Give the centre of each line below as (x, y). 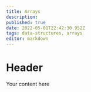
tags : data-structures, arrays (44, 33)
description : (22, 17)
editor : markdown (27, 39)
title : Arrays (23, 11)
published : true (26, 22)
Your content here (28, 84)
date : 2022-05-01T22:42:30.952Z (45, 28)
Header (24, 68)
